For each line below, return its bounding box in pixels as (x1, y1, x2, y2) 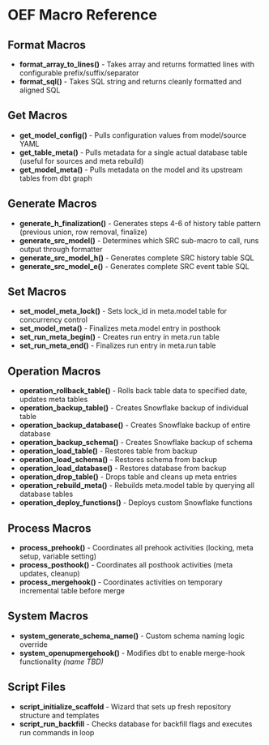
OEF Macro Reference (7, 6, 157, 24)
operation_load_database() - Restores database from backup (19, 464, 228, 473)
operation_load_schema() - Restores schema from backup (19, 455, 218, 465)
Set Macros (7, 285, 66, 299)
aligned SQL (19, 85, 61, 95)
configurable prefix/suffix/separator (19, 68, 139, 78)
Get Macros (7, 109, 68, 122)
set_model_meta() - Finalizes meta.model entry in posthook (19, 323, 221, 333)
